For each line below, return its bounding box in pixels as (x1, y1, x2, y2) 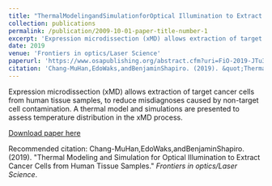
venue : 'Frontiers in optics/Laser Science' (8, 49, 161, 57)
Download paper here (8, 128, 81, 137)
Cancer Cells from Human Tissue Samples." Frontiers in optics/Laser (8, 161, 238, 171)
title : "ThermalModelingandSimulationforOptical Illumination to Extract (8, 11, 263, 20)
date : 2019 (8, 42, 45, 50)
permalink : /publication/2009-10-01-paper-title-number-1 (8, 27, 208, 35)
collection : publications (8, 19, 96, 27)
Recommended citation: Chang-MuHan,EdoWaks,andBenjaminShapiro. (8, 143, 244, 154)
